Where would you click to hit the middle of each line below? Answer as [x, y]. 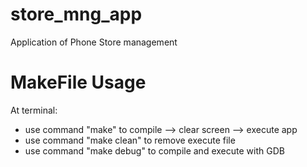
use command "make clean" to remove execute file [130, 140]
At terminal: [34, 110]
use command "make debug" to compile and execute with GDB [154, 150]
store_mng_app [76, 14]
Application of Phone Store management [94, 42]
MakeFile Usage [78, 82]
